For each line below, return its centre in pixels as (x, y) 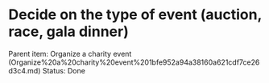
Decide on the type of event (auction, (135, 15)
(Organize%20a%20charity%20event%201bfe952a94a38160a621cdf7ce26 (134, 62)
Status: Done (64, 70)
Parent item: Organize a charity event (70, 53)
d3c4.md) (25, 70)
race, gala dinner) (68, 32)
